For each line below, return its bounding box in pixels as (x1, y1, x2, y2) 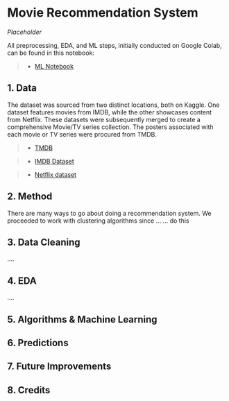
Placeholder (7, 28, 42, 36)
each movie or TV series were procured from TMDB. (7, 130, 158, 138)
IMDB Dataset (34, 157, 74, 165)
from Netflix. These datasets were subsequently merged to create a (7, 115, 201, 123)
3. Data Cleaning (7, 236, 81, 248)
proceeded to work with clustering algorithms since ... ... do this (7, 216, 189, 225)
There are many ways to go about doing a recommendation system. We (7, 209, 212, 217)
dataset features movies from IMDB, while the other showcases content (7, 108, 212, 116)
